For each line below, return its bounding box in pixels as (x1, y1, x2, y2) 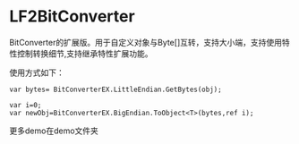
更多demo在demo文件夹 (9, 125, 98, 136)
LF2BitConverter (9, 6, 136, 27)
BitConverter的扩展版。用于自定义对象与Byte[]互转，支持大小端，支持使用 (9, 37, 282, 47)
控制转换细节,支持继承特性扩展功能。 (16, 47, 154, 59)
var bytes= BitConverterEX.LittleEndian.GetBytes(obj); (9, 85, 222, 94)
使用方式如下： (9, 67, 64, 78)
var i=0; (9, 100, 42, 109)
